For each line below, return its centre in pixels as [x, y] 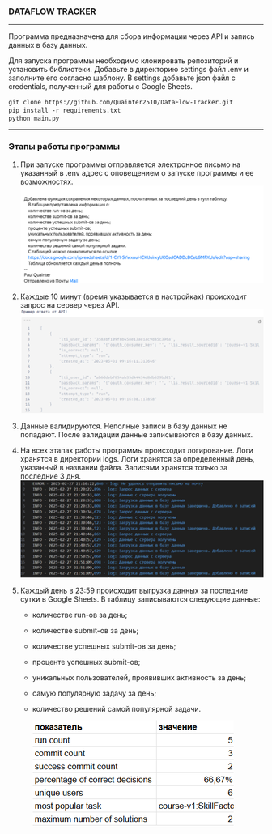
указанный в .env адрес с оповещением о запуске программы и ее [137, 172]
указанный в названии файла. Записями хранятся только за [124, 468]
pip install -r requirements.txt [65, 111]
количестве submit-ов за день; [85, 631]
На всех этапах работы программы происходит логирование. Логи [136, 450]
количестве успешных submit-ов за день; [104, 646]
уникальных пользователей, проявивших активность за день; [139, 678]
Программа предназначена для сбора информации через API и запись [132, 36]
